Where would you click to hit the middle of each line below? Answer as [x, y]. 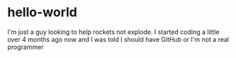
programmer [26, 47]
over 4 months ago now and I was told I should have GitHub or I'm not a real [118, 39]
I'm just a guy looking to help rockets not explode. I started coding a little [113, 32]
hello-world [43, 12]
